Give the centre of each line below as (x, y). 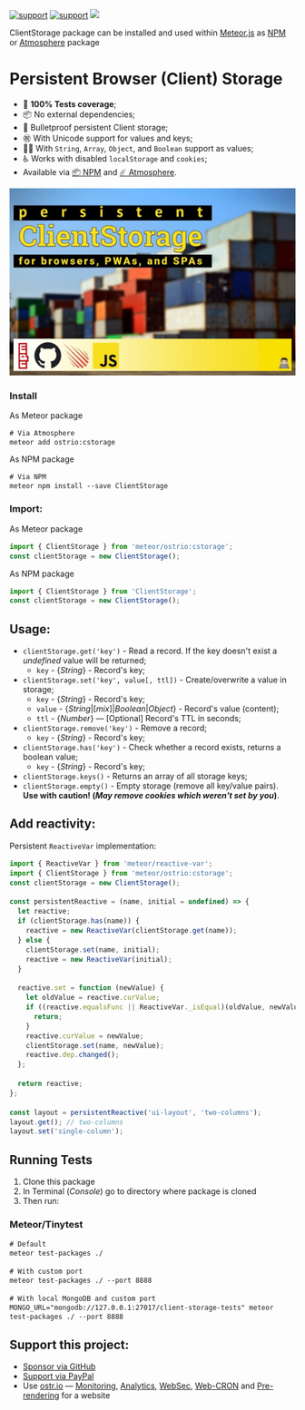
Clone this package (59, 1182)
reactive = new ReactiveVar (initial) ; (99, 959)
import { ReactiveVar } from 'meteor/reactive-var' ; (111, 863)
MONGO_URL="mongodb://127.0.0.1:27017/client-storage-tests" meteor (142, 1308)
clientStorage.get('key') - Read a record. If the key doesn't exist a (150, 651)
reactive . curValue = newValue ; (85, 1036)
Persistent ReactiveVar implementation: (83, 846)
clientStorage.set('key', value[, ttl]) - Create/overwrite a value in (155, 680)
